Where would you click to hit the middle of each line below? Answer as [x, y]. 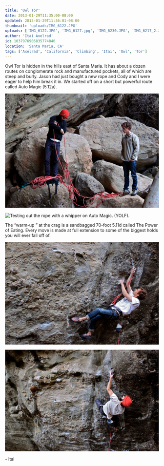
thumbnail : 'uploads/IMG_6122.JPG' [41, 26]
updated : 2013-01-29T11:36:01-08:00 [42, 20]
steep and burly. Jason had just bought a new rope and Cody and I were [78, 76]
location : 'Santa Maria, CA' [35, 46]
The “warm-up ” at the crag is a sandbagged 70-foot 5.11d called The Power [82, 225]
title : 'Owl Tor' [23, 10]
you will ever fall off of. [28, 235]
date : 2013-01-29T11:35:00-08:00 [39, 15]
